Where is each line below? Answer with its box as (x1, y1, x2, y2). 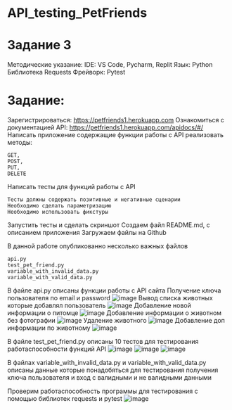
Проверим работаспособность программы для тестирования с (7, 387, 198, 395)
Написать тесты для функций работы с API (7, 183, 136, 191)
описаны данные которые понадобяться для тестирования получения (7, 366, 219, 374)
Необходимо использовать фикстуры (7, 209, 109, 216)
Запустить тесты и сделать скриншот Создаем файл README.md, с (7, 221, 211, 229)
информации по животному (7, 323, 91, 332)
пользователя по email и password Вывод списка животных (7, 294, 213, 302)
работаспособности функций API (7, 345, 107, 353)
